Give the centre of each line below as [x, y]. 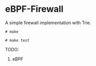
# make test [17, 40]
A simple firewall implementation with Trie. [48, 23]
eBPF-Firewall [34, 9]
